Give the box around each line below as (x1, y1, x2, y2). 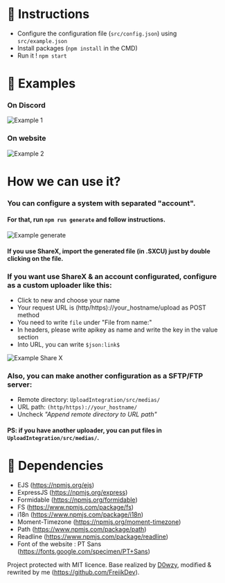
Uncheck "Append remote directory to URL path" (17, 410, 157, 419)
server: (7, 380, 33, 389)
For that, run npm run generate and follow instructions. (7, 215, 166, 224)
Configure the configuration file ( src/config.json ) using (17, 29, 177, 37)
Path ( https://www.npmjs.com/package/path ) (17, 525, 147, 533)
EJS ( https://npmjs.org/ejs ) (17, 480, 95, 489)
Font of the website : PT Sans (17, 539, 102, 548)
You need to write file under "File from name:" (17, 318, 152, 326)
